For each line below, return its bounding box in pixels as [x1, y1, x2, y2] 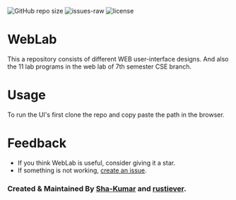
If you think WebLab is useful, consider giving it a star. [17, 158, 175, 167]
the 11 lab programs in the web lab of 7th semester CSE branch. [7, 62, 192, 71]
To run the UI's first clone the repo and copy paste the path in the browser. [7, 110, 225, 119]
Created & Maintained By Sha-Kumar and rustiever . [7, 184, 187, 194]
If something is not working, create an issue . [17, 166, 147, 175]
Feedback [7, 135, 67, 151]
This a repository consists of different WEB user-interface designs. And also [7, 54, 229, 63]
